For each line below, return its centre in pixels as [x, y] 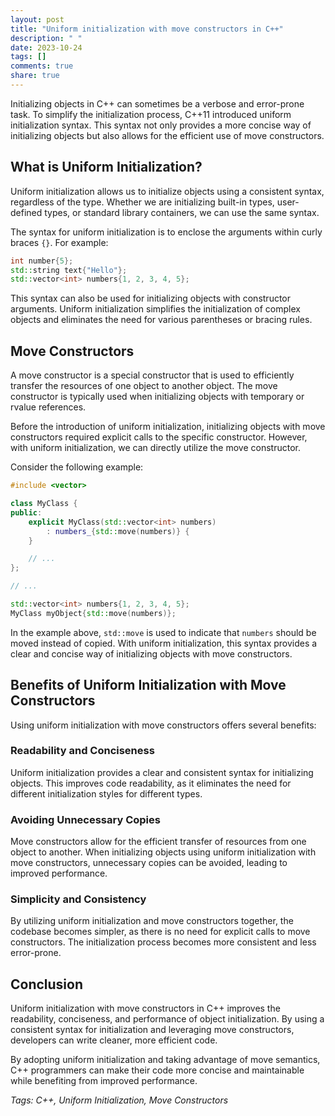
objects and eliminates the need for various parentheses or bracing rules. [161, 320]
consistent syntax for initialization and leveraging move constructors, [152, 1030]
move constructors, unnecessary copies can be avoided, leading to [149, 863]
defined [26, 212]
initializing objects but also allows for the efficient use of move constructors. [167, 135]
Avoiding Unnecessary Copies [85, 819]
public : [26, 512]
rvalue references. [48, 407]
